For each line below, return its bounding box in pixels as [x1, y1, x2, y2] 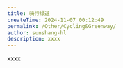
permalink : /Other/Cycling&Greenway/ [7, 23, 117, 30]
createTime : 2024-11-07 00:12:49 [7, 16, 104, 23]
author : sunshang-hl [7, 29, 67, 36]
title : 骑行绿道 [7, 10, 50, 17]
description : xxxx [7, 36, 60, 43]
